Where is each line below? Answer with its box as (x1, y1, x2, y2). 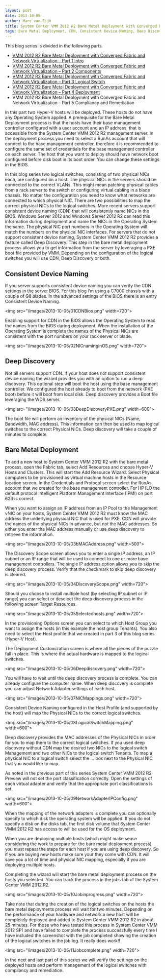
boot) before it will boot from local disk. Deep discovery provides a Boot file (5, 391, 158, 397)
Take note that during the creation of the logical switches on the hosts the (5, 901, 155, 907)
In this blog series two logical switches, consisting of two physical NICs (5, 171, 150, 177)
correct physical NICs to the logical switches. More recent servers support (5, 203, 156, 209)
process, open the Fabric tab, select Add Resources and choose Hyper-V (5, 464, 153, 470)
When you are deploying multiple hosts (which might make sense (5, 835, 137, 841)
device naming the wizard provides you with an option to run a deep (5, 375, 143, 381)
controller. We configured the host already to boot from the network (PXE (5, 386, 153, 392)
